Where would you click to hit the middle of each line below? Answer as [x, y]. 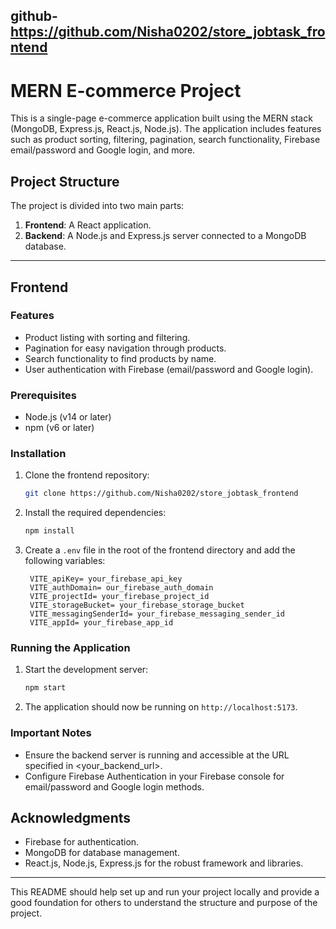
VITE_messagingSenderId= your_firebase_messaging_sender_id [157, 614]
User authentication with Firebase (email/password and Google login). [169, 369]
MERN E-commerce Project [126, 90]
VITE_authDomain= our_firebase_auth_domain [121, 588]
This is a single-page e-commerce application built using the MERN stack [161, 118]
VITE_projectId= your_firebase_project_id [119, 597]
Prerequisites [43, 395]
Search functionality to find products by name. [120, 358]
